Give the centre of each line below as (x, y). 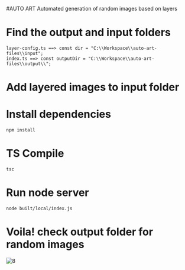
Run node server (48, 193)
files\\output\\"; (29, 64)
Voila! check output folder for (80, 232)
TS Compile (35, 154)
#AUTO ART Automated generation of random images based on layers (92, 9)
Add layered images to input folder (93, 87)
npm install (21, 130)
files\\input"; (25, 53)
